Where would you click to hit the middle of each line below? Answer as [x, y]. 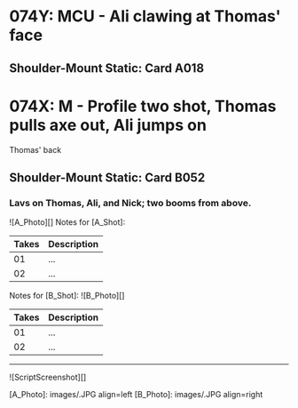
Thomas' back [35, 149]
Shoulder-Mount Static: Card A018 [107, 68]
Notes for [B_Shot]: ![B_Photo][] [67, 296]
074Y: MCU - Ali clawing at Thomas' [145, 16]
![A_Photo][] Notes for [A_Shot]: [67, 222]
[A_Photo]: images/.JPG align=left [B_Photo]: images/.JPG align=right [136, 395]
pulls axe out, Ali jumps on [108, 125]
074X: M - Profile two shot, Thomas [143, 106]
